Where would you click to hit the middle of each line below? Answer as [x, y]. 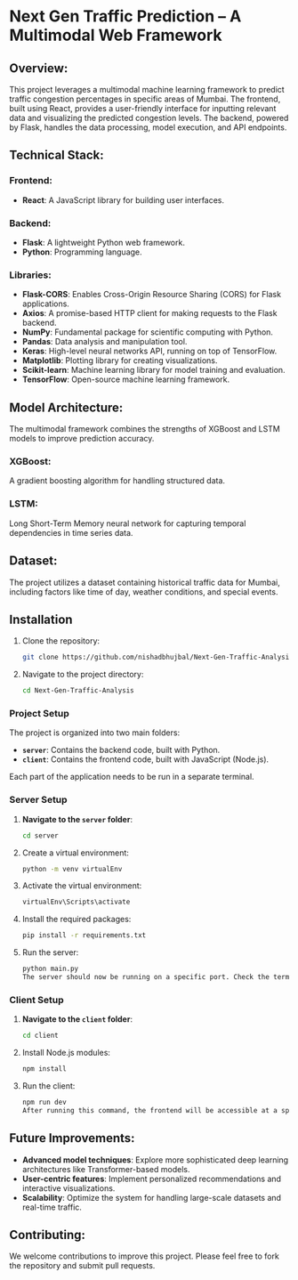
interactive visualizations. [68, 1188]
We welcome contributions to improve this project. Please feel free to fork [145, 1256]
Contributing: [48, 1235]
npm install [44, 1069]
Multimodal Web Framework [116, 35]
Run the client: [48, 1086]
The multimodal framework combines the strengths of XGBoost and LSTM [145, 429]
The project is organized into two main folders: [95, 733]
